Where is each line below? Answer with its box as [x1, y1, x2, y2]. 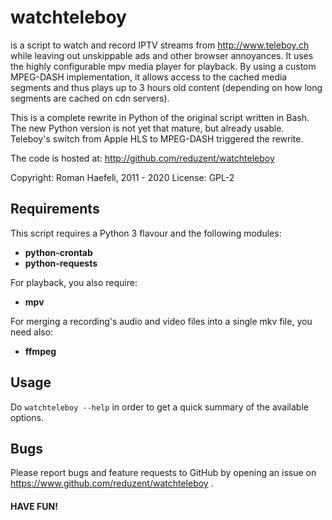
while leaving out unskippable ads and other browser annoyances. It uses [10, 49, 314, 61]
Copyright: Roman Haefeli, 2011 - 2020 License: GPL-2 [10, 171, 235, 183]
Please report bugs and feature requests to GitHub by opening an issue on [10, 467, 317, 479]
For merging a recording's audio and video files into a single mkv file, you [10, 315, 313, 327]
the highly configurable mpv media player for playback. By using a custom [10, 60, 317, 72]
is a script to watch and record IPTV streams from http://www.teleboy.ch [10, 39, 310, 51]
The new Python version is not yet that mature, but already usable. [10, 122, 285, 134]
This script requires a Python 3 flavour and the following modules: [10, 227, 282, 239]
